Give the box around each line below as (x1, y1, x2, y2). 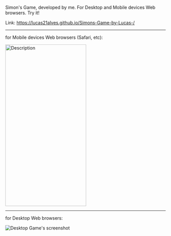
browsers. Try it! (5, 10, 40, 16)
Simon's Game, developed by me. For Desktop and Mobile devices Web (5, 5, 156, 10)
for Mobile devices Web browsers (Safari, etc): (5, 34, 103, 40)
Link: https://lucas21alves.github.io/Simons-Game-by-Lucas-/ (5, 20, 135, 26)
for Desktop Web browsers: (5, 215, 63, 221)
